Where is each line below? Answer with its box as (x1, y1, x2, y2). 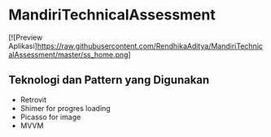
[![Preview (8, 32, 43, 42)
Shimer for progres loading (20, 103, 111, 113)
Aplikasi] (8, 41, 38, 50)
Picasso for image (20, 112, 81, 122)
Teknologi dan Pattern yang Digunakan (8, 73, 210, 87)
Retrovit (20, 95, 47, 105)
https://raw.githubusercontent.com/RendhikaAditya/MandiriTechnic (37, 41, 263, 50)
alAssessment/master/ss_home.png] (8, 49, 132, 59)
